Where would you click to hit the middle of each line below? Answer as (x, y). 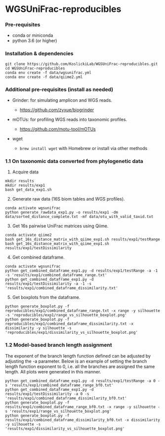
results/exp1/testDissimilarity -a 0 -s (47, 394)
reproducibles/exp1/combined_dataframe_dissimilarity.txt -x (69, 324)
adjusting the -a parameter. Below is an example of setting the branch (76, 361)
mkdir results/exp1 (25, 185)
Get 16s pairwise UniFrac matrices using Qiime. (60, 226)
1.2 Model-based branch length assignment (59, 345)
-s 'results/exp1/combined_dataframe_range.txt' (56, 275)
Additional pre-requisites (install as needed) (59, 89)
